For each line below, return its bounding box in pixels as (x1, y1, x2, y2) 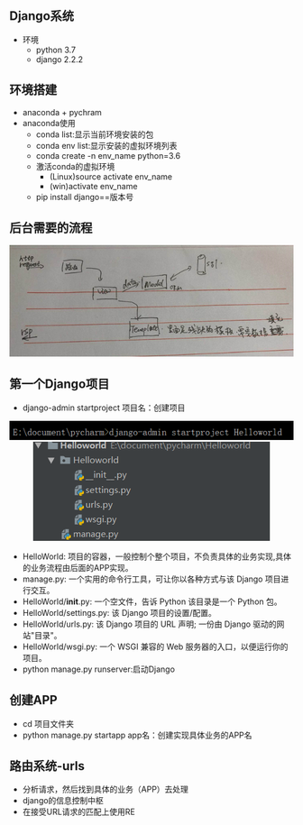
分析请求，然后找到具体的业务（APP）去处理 (22, 784, 189, 795)
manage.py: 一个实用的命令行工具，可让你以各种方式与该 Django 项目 (22, 573, 281, 584)
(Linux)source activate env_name (49, 170, 173, 182)
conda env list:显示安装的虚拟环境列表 (35, 140, 178, 151)
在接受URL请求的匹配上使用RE (22, 806, 135, 818)
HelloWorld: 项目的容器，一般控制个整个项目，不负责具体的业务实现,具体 (22, 551, 291, 562)
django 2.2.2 (35, 53, 84, 65)
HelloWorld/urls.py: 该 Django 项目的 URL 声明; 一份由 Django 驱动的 (22, 619, 277, 629)
